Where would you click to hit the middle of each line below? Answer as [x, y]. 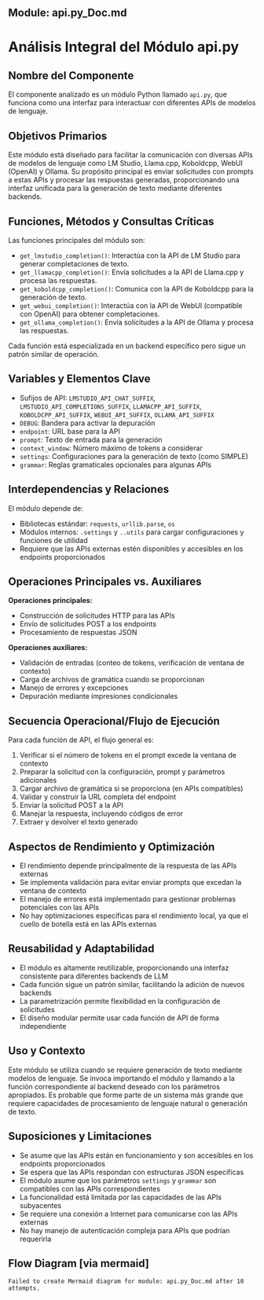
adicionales [38, 780]
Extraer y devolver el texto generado [79, 822]
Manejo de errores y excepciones [74, 688]
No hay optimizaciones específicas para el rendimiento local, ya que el [134, 916]
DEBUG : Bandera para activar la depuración [87, 423]
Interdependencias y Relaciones [89, 489]
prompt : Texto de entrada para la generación [91, 439]
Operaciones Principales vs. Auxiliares [105, 582]
